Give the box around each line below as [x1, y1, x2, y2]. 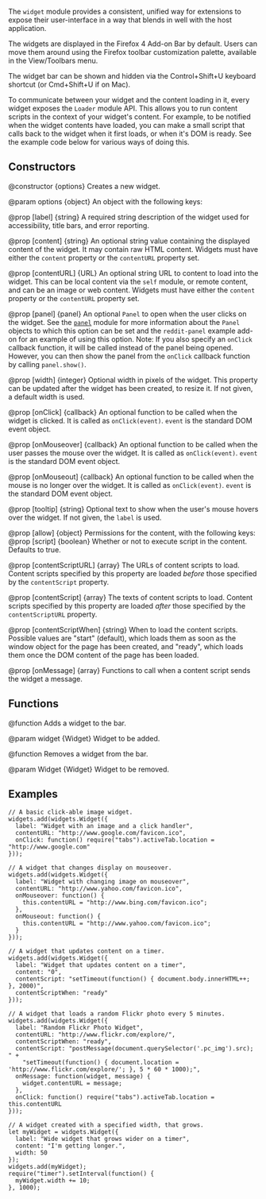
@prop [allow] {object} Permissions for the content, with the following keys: [8, 528, 256, 537]
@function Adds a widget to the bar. [8, 718, 127, 728]
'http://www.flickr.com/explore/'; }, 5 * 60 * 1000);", [8, 1066, 201, 1073]
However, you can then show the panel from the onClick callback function [8, 351, 251, 361]
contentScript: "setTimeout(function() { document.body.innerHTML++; [15, 975, 250, 984]
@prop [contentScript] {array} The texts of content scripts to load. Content [8, 592, 253, 602]
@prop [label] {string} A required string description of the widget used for [8, 212, 250, 222]
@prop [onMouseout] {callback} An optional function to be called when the [8, 472, 254, 482]
